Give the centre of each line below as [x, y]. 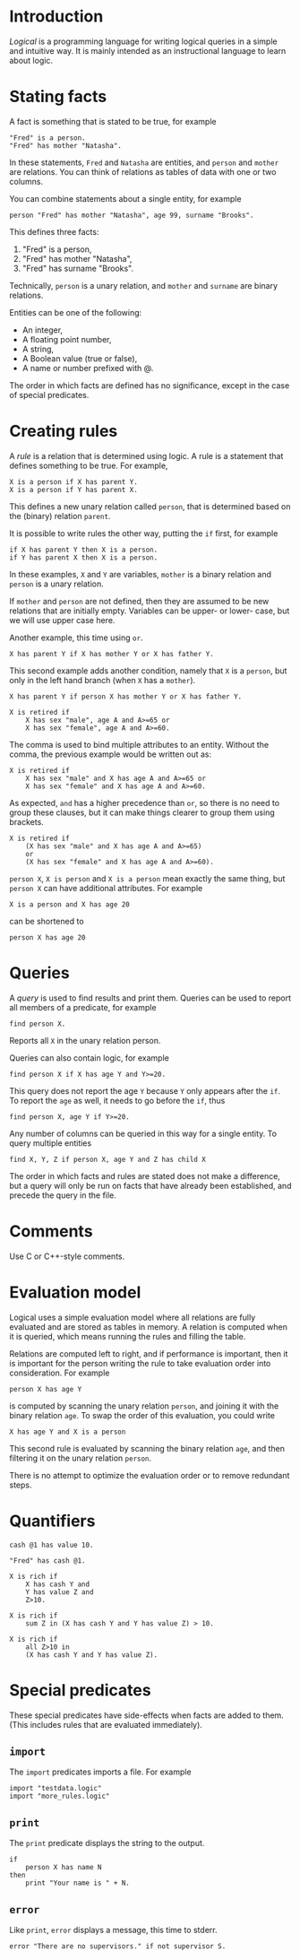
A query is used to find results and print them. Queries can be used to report [150, 998]
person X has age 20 [48, 937]
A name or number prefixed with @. [88, 368]
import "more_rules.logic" [60, 1796]
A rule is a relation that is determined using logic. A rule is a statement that [146, 455]
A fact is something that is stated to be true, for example [113, 121]
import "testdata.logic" [56, 1789]
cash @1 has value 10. [51, 1545]
